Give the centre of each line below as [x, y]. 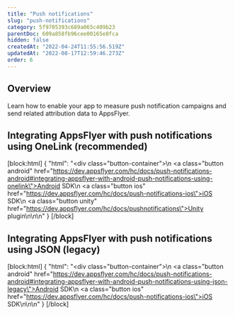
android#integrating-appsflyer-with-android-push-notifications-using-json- [117, 282]
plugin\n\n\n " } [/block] [41, 216]
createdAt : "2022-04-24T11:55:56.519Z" [66, 47]
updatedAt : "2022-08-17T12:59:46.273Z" [66, 54]
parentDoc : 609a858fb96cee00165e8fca [63, 34]
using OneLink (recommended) [78, 146]
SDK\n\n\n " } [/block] [38, 304]
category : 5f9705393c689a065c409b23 [61, 27]
